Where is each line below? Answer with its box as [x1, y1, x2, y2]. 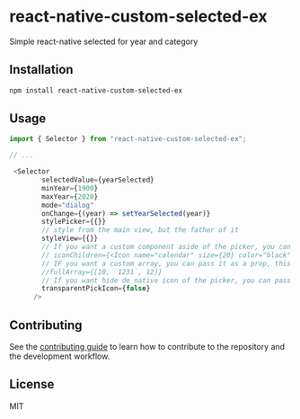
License [9, 377, 55, 392]
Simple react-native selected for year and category [9, 36, 199, 47]
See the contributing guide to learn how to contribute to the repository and [9, 342, 286, 352]
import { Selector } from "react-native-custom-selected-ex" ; [9, 135, 247, 144]
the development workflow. [9, 351, 110, 361]
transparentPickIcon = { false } [41, 284, 151, 293]
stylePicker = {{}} [41, 218, 106, 227]
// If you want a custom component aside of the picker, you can [41, 243, 292, 252]
